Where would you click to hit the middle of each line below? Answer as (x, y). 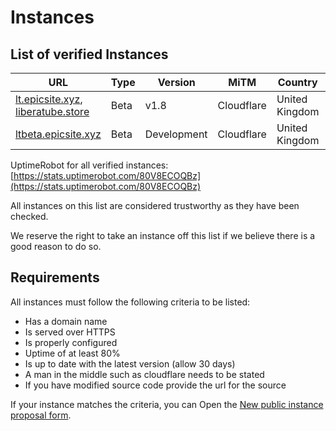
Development (176, 134)
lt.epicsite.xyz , (49, 99)
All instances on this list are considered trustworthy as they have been (155, 205)
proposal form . (41, 415)
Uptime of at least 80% (72, 353)
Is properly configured (71, 342)
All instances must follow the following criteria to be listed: (130, 302)
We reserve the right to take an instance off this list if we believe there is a (163, 235)
